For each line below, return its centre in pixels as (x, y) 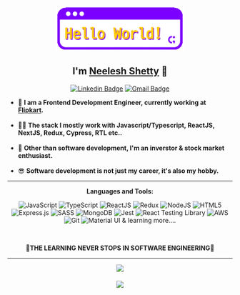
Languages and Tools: (120, 191)
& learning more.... (149, 220)
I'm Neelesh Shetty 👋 (120, 71)
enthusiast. (35, 155)
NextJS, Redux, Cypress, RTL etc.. (70, 132)
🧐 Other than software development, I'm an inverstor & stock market (121, 148)
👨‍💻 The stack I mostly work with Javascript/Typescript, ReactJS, (116, 125)
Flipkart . (31, 110)
